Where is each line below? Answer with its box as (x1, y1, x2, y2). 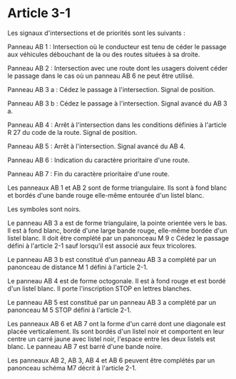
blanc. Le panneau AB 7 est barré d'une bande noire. (7, 342, 163, 350)
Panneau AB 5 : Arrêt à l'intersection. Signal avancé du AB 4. (7, 141, 185, 151)
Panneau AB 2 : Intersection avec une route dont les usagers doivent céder (7, 64, 228, 72)
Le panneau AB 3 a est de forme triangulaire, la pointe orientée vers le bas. (7, 218, 228, 227)
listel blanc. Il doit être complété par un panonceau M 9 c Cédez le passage (7, 233, 230, 242)
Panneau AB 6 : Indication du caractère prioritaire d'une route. (7, 156, 190, 164)
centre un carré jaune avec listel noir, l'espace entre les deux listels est (7, 334, 215, 343)
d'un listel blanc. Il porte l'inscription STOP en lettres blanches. (7, 284, 192, 293)
